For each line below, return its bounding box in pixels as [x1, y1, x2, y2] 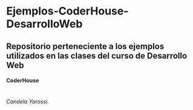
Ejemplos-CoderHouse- [6, 4, 129, 18]
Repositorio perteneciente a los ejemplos [6, 41, 165, 51]
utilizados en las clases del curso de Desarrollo [6, 50, 188, 61]
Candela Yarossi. [6, 98, 50, 105]
